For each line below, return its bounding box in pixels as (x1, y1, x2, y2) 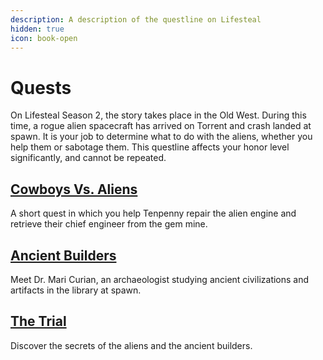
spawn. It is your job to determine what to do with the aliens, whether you (10, 131, 313, 143)
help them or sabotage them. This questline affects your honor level (10, 141, 290, 153)
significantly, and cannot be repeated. (10, 152, 167, 164)
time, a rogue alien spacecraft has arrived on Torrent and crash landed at (10, 120, 312, 132)
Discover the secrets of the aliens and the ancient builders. (10, 339, 253, 351)
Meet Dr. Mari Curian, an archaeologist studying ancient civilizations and (10, 273, 310, 285)
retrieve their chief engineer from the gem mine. (10, 218, 208, 230)
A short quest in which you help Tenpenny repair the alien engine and (10, 207, 297, 220)
